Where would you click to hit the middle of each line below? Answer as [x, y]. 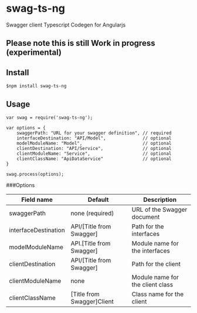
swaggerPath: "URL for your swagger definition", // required [94, 133]
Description [160, 199]
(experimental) [34, 53]
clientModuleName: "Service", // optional [94, 154]
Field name [37, 199]
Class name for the [158, 294]
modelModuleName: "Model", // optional [94, 143]
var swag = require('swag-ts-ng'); [50, 117]
